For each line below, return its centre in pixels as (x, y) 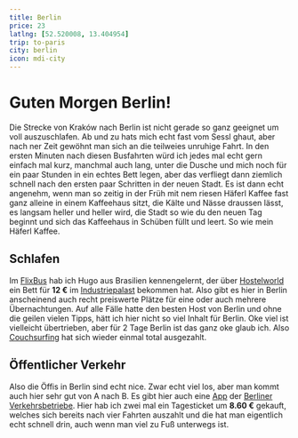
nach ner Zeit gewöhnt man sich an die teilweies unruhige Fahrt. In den (139, 146)
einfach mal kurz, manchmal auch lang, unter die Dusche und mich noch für (148, 164)
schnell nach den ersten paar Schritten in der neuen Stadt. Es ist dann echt (147, 184)
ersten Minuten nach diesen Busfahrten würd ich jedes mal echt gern (136, 155)
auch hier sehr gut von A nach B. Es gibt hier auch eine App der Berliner (141, 395)
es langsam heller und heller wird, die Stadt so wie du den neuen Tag (136, 212)
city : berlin (33, 51)
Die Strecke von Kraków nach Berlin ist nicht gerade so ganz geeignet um (144, 127)
